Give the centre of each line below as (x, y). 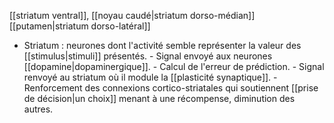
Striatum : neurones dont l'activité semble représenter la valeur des (162, 45)
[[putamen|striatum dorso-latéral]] (80, 26)
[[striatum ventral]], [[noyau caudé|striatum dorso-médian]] (132, 15)
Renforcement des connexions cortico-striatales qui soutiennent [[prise (171, 88)
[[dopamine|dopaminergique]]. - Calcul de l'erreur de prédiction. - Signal (174, 66)
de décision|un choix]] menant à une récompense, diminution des (159, 98)
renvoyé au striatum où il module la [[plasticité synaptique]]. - (150, 77)
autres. (38, 109)
